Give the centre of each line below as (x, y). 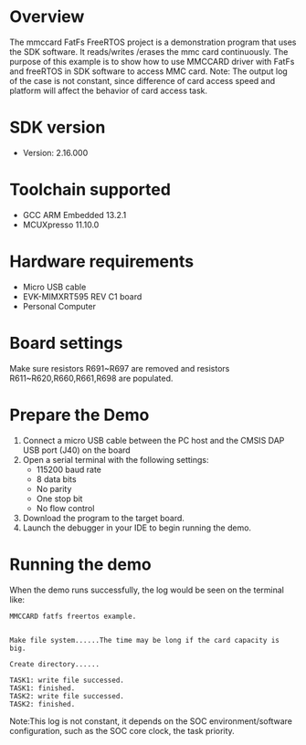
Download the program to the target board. (104, 518)
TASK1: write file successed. (67, 680)
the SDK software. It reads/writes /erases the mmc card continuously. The (149, 51)
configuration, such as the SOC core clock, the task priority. (122, 730)
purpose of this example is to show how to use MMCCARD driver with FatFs (152, 61)
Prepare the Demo (79, 415)
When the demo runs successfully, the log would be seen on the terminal (147, 590)
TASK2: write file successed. (67, 696)
